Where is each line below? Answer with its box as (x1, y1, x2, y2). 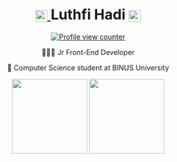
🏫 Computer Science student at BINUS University (6, 62, 170, 73)
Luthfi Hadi (50, 6, 126, 24)
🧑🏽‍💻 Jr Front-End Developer (41, 47, 135, 57)
